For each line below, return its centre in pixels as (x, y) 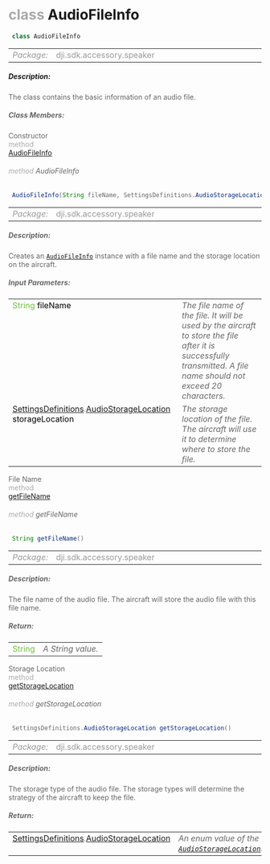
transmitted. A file (215, 365)
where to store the (216, 449)
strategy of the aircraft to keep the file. (72, 797)
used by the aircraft (219, 325)
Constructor (28, 135)
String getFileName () (48, 538)
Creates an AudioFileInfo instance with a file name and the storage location (134, 256)
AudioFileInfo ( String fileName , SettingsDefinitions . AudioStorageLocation (139, 195)
